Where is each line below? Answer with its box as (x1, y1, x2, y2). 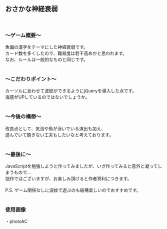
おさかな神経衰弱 (5, 4, 58, 13)
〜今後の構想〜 (5, 113, 41, 120)
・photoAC (5, 218, 28, 224)
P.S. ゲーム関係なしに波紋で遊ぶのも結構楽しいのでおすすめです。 (5, 187, 141, 193)
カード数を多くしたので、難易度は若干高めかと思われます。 (5, 50, 127, 56)
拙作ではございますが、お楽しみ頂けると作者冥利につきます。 (5, 175, 132, 181)
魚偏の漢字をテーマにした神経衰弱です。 (5, 44, 88, 50)
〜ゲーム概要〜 (5, 31, 41, 38)
